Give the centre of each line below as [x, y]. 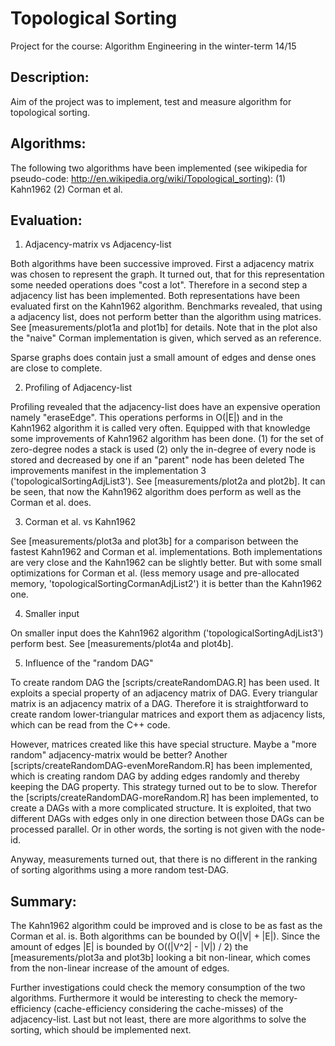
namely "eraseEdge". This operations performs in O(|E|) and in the [147, 418]
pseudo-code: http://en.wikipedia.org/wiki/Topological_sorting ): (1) [148, 178]
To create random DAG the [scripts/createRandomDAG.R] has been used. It [165, 683]
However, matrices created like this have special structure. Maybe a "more [163, 744]
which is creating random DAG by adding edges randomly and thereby [155, 776]
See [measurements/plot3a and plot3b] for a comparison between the [154, 541]
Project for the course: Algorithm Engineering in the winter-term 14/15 [153, 46]
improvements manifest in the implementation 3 [108, 471]
